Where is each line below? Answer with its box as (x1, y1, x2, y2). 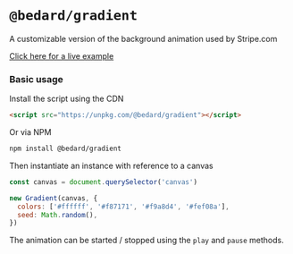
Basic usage (9, 72, 64, 85)
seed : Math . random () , (17, 210, 98, 219)
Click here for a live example (9, 50, 114, 61)
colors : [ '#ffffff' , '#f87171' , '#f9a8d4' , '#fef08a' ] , (17, 202, 230, 211)
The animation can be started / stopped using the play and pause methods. (9, 235, 284, 246)
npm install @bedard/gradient (9, 144, 122, 154)
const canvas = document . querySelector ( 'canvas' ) (9, 177, 198, 186)
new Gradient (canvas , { (9, 193, 98, 203)
